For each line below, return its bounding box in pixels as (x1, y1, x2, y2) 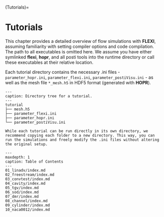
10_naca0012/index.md (5, 207, 50, 212)
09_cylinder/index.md (5, 203, 50, 208)
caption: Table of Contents (5, 159, 64, 164)
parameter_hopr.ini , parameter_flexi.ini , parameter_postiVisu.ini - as (5, 74, 154, 80)
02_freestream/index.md (5, 172, 55, 177)
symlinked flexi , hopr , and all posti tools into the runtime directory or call (5, 54, 155, 60)
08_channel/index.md (5, 198, 48, 204)
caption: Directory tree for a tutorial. (5, 93, 93, 99)
